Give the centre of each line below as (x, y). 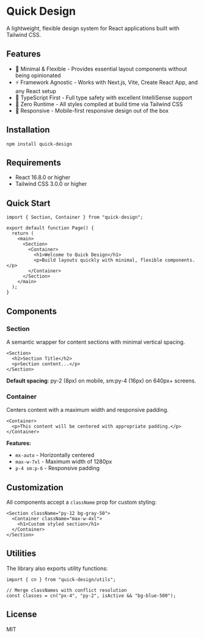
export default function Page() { (50, 228)
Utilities (21, 554)
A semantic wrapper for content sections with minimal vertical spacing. (96, 342)
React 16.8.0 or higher (43, 177)
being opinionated (38, 75)
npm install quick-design (39, 144)
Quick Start (28, 203)
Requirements (34, 163)
